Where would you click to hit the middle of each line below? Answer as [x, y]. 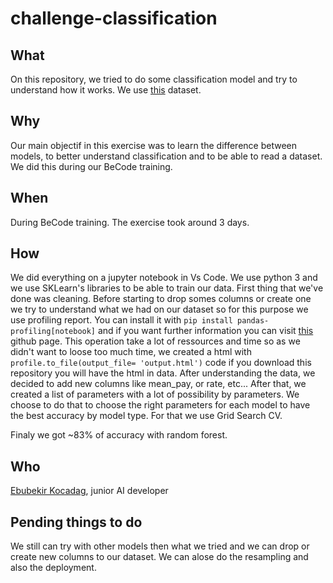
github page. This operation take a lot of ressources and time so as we [155, 341]
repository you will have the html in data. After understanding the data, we [163, 373]
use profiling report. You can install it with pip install [121, 320]
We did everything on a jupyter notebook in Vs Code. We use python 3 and [164, 278]
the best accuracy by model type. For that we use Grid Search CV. [146, 416]
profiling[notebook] [53, 332]
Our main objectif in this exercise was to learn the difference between [154, 145]
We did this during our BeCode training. [91, 166]
